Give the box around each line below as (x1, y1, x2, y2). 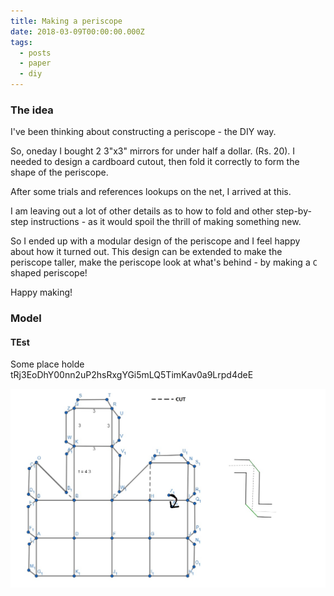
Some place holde (10, 358, 85, 370)
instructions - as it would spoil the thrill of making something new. (30, 216, 302, 228)
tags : (10, 37, 33, 47)
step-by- (275, 205, 312, 217)
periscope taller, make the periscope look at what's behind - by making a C (10, 256, 318, 269)
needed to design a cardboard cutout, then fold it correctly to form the (10, 156, 300, 168)
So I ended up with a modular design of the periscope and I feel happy (10, 235, 301, 247)
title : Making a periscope (10, 16, 123, 26)
